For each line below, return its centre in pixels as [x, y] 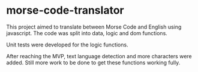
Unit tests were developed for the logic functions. [67, 45]
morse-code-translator [65, 10]
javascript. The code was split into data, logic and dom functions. [87, 33]
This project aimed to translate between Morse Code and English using [94, 27]
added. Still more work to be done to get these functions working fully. [93, 62]
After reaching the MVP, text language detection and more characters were [99, 56]
